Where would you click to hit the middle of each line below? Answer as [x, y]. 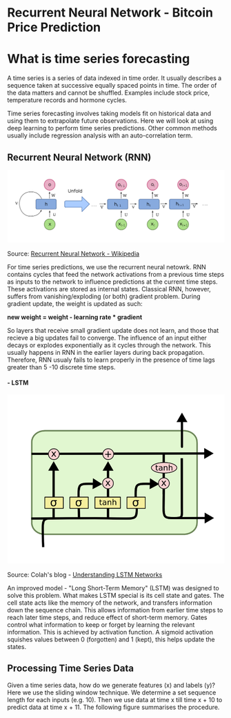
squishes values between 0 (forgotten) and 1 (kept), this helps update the [111, 639]
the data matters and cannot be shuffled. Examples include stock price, [109, 93]
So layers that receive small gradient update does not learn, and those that [113, 330]
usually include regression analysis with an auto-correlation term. [100, 135]
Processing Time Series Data [71, 669]
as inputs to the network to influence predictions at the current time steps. [113, 282]
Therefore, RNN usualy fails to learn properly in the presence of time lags [111, 360]
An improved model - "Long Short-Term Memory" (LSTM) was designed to [113, 588]
